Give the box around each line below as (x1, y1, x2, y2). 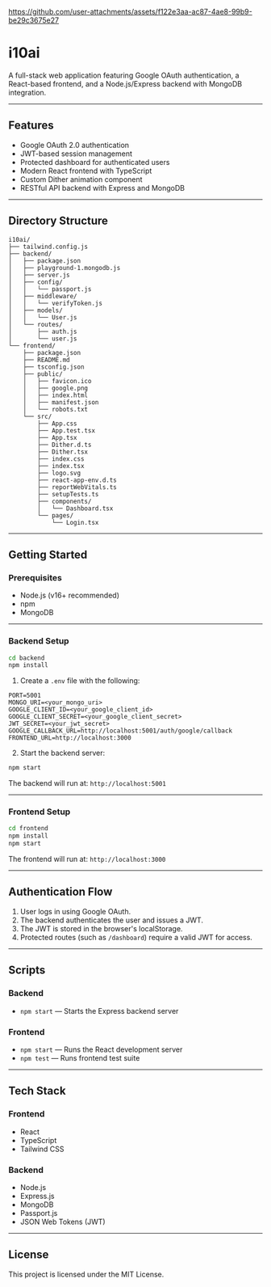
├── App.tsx (37, 433, 78, 441)
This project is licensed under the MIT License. (8, 1269, 165, 1279)
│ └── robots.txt (23, 405, 89, 413)
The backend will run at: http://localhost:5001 (8, 779, 167, 788)
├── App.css (37, 420, 78, 428)
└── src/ (23, 412, 52, 420)
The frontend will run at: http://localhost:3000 (8, 854, 166, 864)
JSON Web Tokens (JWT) (19, 1217, 106, 1226)
